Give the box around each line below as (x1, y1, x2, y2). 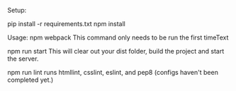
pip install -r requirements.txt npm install (7, 20, 126, 28)
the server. (7, 54, 39, 63)
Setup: (7, 6, 27, 14)
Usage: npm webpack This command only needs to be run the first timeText (7, 33, 229, 42)
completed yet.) (7, 75, 54, 84)
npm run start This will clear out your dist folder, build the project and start (7, 47, 225, 55)
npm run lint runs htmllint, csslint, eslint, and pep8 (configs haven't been (7, 68, 218, 76)
